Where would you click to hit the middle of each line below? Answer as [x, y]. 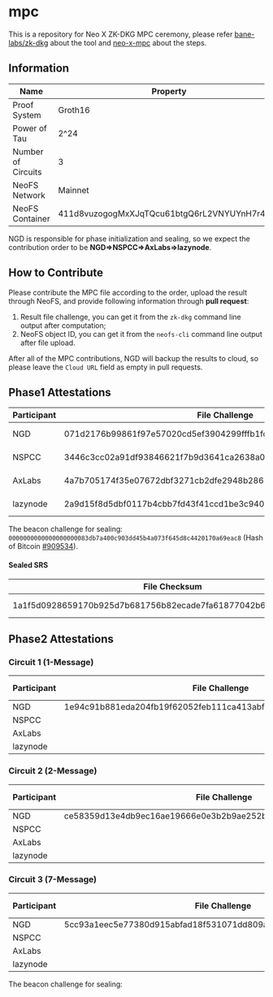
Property [169, 91]
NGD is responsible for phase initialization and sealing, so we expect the [129, 239]
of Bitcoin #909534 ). [43, 546]
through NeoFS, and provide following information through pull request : [129, 301]
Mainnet [74, 190]
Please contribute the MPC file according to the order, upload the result [128, 292]
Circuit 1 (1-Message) [51, 662]
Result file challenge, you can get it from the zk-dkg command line [130, 317]
